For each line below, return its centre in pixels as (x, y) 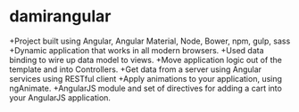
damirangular (60, 16)
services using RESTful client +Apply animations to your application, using (146, 78)
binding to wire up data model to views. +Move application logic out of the (146, 60)
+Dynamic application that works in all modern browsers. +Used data (137, 50)
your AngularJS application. (60, 97)
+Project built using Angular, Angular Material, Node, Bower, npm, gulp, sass (150, 41)
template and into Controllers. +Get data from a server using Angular (135, 69)
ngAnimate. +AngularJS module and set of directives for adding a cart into (146, 88)
